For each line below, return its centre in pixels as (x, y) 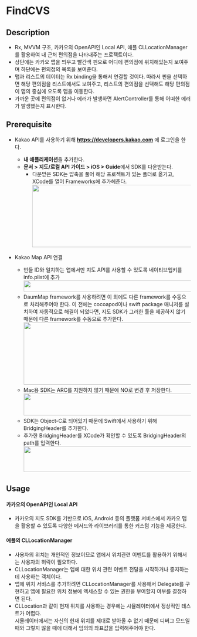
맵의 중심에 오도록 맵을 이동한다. (58, 91)
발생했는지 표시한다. (44, 106)
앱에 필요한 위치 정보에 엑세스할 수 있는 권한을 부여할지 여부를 (101, 591)
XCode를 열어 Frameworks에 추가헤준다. (79, 181)
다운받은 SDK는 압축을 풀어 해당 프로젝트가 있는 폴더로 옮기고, (103, 174)
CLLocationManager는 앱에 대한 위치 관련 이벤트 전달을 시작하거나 (91, 569)
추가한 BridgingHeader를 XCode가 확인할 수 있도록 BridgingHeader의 (105, 435)
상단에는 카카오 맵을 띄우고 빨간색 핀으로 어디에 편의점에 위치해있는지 (94, 62)
